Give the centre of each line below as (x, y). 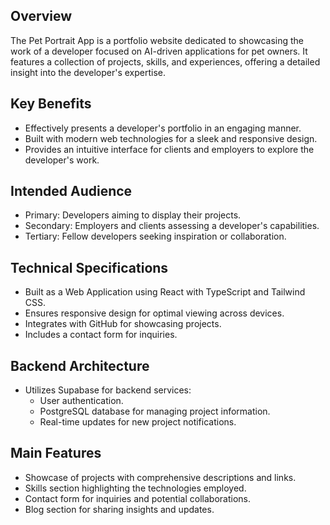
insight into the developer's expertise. (88, 72)
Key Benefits (51, 104)
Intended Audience (71, 191)
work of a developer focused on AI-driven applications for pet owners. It (159, 51)
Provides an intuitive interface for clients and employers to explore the (169, 149)
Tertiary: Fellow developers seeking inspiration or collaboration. (155, 236)
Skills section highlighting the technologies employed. (135, 488)
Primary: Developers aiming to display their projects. (133, 215)
